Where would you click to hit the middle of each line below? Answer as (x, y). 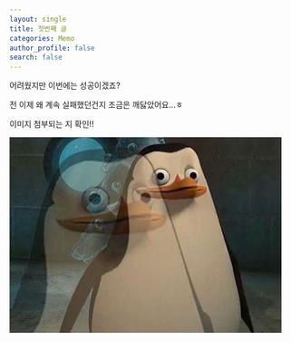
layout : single (38, 19)
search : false (36, 58)
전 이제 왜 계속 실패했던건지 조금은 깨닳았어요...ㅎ (97, 105)
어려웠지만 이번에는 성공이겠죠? (65, 85)
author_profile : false (52, 48)
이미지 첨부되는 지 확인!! (52, 124)
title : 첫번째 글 (39, 29)
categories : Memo (42, 38)
